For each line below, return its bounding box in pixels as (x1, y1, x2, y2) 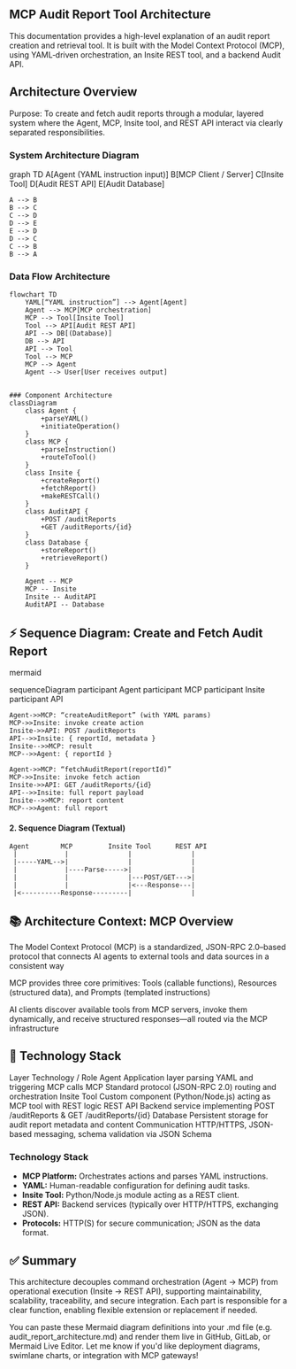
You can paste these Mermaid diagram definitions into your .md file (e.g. (9, 1321, 272, 1332)
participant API (9, 694, 64, 705)
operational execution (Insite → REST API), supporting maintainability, (9, 1286, 262, 1296)
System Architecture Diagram (9, 149, 140, 161)
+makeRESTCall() (41, 491, 101, 501)
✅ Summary (9, 1253, 77, 1268)
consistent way (9, 961, 65, 971)
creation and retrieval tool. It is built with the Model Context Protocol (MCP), (9, 40, 285, 50)
